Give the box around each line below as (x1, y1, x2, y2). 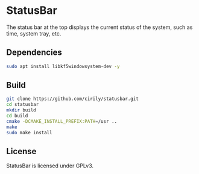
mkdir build (6, 107, 36, 113)
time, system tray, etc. (6, 30, 62, 37)
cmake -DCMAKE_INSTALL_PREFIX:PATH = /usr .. (6, 118, 118, 124)
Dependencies (6, 48, 62, 58)
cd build (6, 113, 28, 119)
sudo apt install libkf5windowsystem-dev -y (6, 63, 120, 69)
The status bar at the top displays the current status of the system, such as (6, 23, 193, 31)
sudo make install (6, 129, 52, 135)
